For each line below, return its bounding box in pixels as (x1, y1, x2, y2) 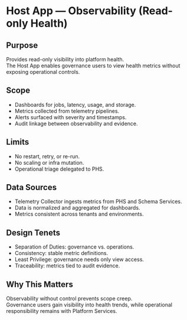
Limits (6, 137, 29, 147)
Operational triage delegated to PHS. (14, 165, 104, 172)
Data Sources (6, 182, 57, 192)
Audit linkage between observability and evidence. (14, 120, 138, 127)
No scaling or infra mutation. (14, 159, 84, 166)
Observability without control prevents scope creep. (6, 295, 133, 302)
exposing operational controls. (6, 68, 80, 75)
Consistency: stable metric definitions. (14, 250, 109, 257)
